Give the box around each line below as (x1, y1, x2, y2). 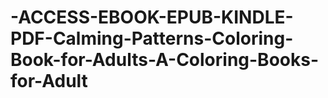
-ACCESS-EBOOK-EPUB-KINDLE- (10, 6, 294, 29)
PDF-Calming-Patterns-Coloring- (10, 27, 294, 50)
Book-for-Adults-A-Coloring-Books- (10, 49, 319, 71)
